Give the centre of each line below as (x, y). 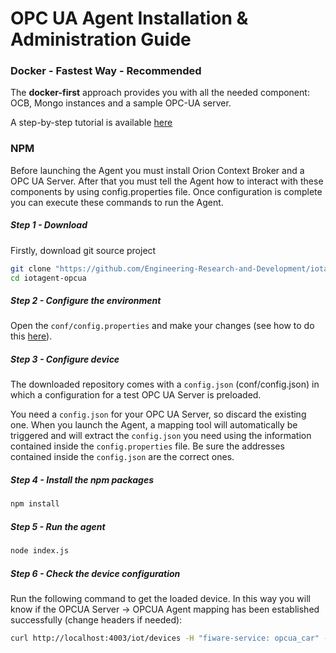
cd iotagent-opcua (48, 278)
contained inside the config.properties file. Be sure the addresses (147, 446)
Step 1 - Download (49, 225)
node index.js (40, 551)
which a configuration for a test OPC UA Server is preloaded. (136, 395)
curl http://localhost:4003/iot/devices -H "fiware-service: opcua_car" (165, 638)
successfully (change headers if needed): (96, 620)
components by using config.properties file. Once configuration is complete (166, 191)
